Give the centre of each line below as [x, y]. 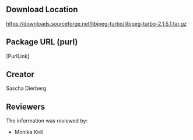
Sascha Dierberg [26, 88]
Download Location [42, 10]
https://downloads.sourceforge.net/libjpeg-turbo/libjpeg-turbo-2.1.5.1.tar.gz [96, 23]
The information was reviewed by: [47, 121]
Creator [20, 74]
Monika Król [29, 132]
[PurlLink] [18, 56]
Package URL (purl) [42, 42]
